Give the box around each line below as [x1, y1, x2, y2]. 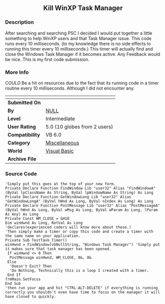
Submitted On [7, 99, 41, 106]
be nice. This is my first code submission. [5, 56, 90, 62]
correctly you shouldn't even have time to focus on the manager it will [5, 290, 161, 295]
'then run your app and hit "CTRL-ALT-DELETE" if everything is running [5, 286, 158, 291]
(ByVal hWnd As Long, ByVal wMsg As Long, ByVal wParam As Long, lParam [5, 207, 158, 212]
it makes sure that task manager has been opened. [5, 247, 112, 252]
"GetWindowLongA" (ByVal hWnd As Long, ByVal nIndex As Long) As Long [5, 199, 154, 204]
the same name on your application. [5, 234, 81, 239]
